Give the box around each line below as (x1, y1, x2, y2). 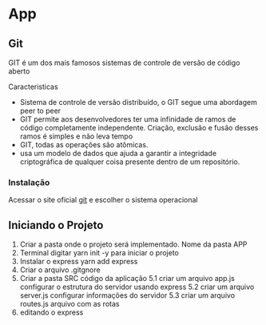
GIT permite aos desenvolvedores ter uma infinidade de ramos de (19, 114, 236, 124)
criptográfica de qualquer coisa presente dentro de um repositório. (19, 157, 240, 167)
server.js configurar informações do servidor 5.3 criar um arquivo (19, 291, 236, 300)
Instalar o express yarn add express (19, 257, 138, 267)
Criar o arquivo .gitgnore (19, 265, 101, 275)
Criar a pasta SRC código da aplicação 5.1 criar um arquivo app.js (19, 274, 236, 283)
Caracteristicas (8, 82, 58, 91)
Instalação (8, 177, 50, 188)
